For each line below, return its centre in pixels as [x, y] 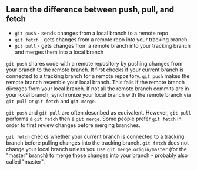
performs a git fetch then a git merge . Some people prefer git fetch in [94, 119]
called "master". [26, 161]
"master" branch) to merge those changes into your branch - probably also [97, 155]
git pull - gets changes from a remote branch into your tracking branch [103, 45]
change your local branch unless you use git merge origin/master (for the [96, 149]
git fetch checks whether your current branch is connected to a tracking [95, 136]
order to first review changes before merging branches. [73, 125]
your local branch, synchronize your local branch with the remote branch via [98, 94]
